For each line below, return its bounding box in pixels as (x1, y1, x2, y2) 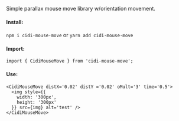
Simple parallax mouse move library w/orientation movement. (6, 5, 155, 12)
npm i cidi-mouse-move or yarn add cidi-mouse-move (6, 32, 134, 39)
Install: (6, 18, 24, 25)
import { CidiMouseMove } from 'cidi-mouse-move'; (6, 58, 134, 64)
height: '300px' (17, 99, 57, 105)
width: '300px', (17, 94, 57, 100)
